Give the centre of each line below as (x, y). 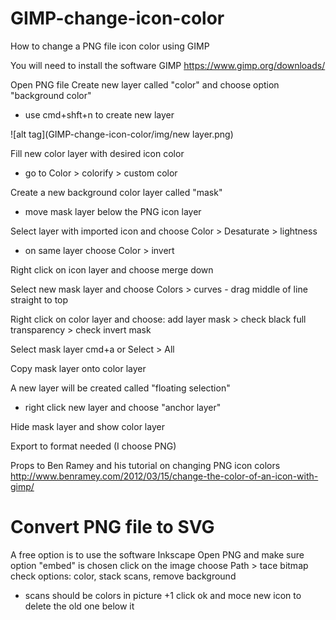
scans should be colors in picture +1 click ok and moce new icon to (163, 595)
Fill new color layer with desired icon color (97, 153)
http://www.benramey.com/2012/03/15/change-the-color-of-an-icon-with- (164, 476)
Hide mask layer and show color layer (87, 426)
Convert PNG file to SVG (112, 527)
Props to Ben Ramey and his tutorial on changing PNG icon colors (145, 465)
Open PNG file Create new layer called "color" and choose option (145, 84)
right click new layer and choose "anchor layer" (123, 407)
